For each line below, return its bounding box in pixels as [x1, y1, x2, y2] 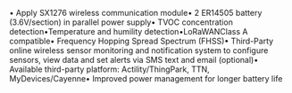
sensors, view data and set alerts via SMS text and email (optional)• [9, 55, 259, 65]
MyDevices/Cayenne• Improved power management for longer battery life [9, 74, 283, 83]
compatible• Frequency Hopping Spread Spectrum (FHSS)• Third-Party [9, 35, 274, 46]
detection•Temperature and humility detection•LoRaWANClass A [9, 27, 248, 36]
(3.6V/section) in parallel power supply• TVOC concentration [9, 17, 234, 27]
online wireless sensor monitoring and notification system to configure [9, 45, 269, 56]
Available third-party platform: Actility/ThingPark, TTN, [9, 64, 210, 74]
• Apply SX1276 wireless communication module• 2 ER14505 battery [9, 8, 263, 18]
